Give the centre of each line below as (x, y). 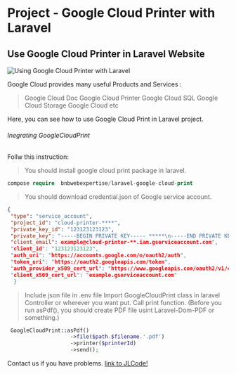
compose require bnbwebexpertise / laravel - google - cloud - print (100, 183)
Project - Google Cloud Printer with (111, 13)
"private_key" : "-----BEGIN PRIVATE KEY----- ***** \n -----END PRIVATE (116, 236)
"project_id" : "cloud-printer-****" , (65, 223)
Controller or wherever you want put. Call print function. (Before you (123, 302)
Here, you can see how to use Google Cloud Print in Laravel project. (105, 119)
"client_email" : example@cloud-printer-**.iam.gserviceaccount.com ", (114, 243)
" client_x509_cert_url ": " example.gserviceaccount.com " (94, 275)
